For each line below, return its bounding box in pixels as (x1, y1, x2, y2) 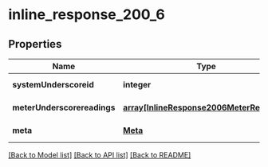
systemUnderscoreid (12, 80, 94, 90)
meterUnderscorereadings (12, 102, 116, 113)
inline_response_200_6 (8, 6, 165, 24)
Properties (8, 37, 62, 51)
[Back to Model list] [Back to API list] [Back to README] (8, 150, 191, 160)
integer (123, 80, 152, 90)
